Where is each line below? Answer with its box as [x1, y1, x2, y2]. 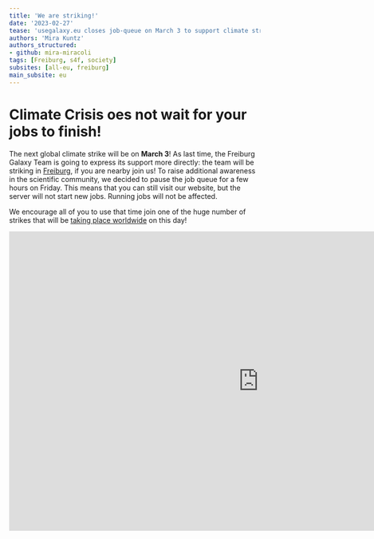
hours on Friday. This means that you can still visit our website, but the [9, 183, 242, 192]
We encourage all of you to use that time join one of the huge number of [9, 207, 246, 216]
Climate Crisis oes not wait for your [9, 105, 247, 124]
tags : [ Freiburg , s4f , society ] [9, 57, 116, 65]
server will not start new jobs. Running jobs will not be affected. [9, 191, 218, 200]
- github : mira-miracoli [9, 49, 92, 57]
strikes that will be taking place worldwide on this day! [9, 215, 187, 224]
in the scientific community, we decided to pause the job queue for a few [9, 174, 249, 184]
